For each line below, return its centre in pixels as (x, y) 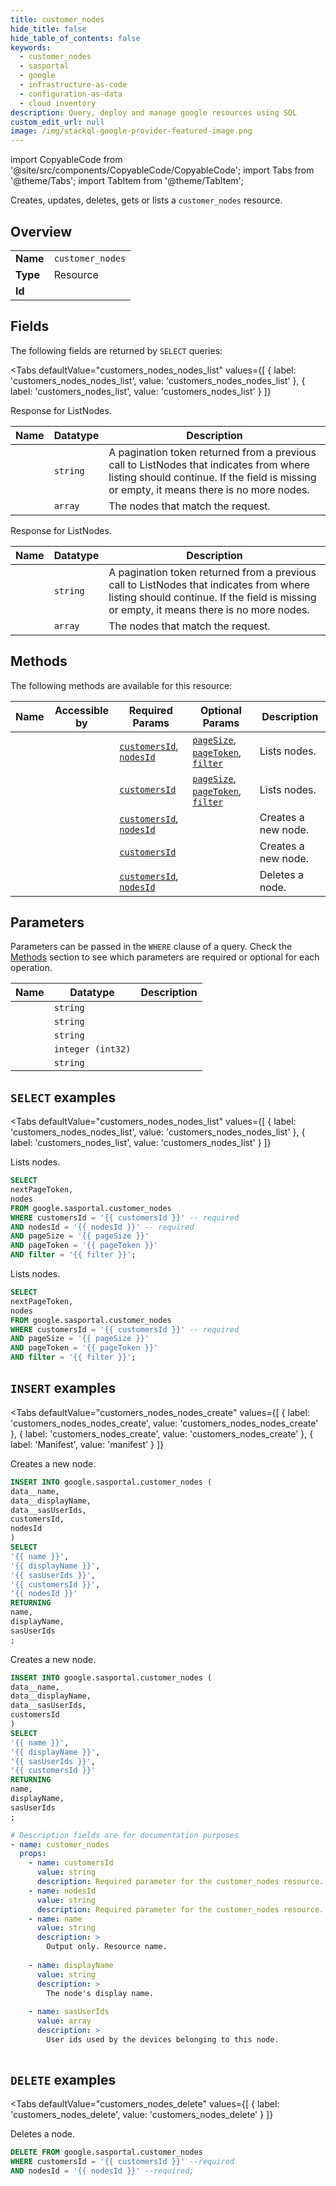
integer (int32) (92, 1049)
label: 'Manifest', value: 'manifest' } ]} (87, 1444)
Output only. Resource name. (107, 1947)
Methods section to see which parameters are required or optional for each (165, 957)
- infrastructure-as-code (73, 85)
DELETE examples (63, 2080)
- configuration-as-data (71, 94)
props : (33, 1854)
